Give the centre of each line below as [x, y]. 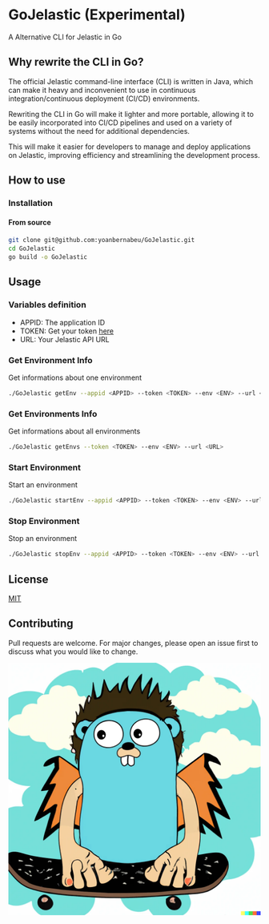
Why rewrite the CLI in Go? [76, 62]
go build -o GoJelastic [48, 257]
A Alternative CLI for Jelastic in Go [65, 37]
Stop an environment [43, 539]
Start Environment [45, 467]
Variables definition [47, 305]
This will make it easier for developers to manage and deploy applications [129, 147]
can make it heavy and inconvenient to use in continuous [102, 90]
